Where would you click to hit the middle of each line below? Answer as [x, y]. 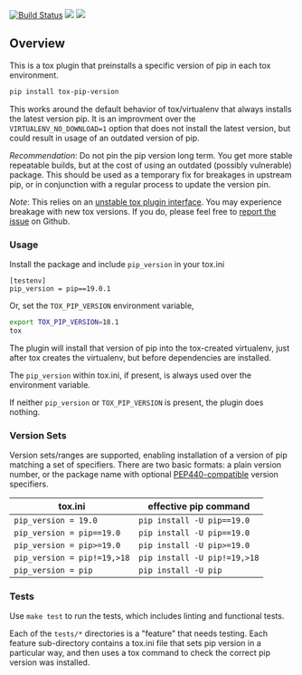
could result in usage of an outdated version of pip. [105, 138]
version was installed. [50, 662]
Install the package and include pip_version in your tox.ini [117, 264]
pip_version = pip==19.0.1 [60, 289]
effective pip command [199, 506]
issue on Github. [40, 221]
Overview [38, 44]
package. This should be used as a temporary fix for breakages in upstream [151, 174]
